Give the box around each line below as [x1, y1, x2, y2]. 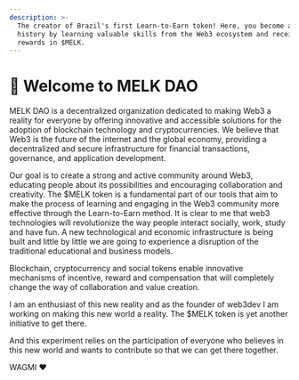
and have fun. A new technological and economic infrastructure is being [9, 227, 274, 238]
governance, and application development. [9, 153, 166, 164]
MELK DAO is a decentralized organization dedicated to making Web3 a [9, 106, 271, 117]
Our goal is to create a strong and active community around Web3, [9, 170, 254, 181]
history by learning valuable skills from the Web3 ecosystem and [17, 29, 269, 38]
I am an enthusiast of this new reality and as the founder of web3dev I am [9, 299, 279, 310]
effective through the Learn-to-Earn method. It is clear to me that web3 [9, 208, 271, 219]
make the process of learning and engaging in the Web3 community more [9, 198, 280, 209]
